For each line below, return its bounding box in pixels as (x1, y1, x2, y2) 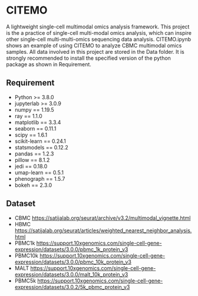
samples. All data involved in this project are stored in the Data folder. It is (6, 48, 184, 55)
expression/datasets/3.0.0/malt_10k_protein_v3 (14, 271, 128, 278)
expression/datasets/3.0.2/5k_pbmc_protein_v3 (14, 283, 130, 290)
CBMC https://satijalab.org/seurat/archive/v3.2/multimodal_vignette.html (14, 214, 191, 222)
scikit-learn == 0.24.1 (14, 137, 67, 145)
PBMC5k (14, 277, 37, 284)
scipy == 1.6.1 (14, 131, 48, 138)
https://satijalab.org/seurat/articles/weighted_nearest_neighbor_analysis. (14, 227, 192, 234)
